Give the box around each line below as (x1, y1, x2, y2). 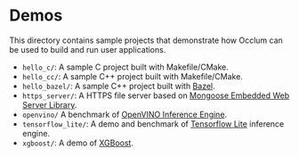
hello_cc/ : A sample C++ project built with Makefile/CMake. (21, 70, 243, 81)
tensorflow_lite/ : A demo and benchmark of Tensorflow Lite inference (21, 118, 285, 129)
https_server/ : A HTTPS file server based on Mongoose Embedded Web (21, 90, 290, 101)
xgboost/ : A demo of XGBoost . (21, 137, 133, 148)
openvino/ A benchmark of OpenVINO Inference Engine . (21, 109, 228, 120)
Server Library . (21, 99, 77, 110)
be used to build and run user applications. (9, 44, 166, 54)
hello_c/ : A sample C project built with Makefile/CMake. (21, 62, 229, 72)
